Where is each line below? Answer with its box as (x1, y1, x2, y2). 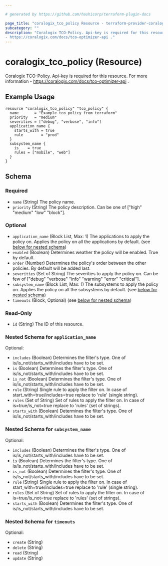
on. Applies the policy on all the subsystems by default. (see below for (12, 286, 157, 292)
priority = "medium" (9, 115, 57, 120)
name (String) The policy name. (12, 199, 75, 205)
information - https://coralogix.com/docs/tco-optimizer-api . (5, 78, 129, 84)
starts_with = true (14, 128, 55, 133)
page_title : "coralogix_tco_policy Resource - (5, 21, 104, 26)
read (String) (12, 550, 38, 556)
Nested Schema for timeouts (5, 518, 75, 525)
